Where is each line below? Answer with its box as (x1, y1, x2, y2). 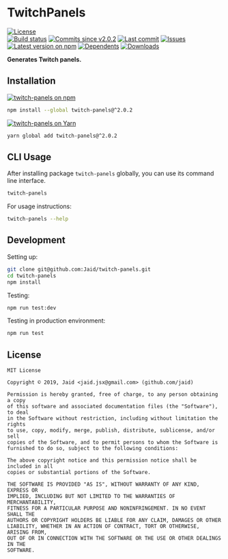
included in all (7, 463, 53, 470)
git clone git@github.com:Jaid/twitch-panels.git (7, 266, 152, 273)
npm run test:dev (7, 304, 57, 311)
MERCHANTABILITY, (7, 499, 57, 506)
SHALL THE (7, 511, 35, 518)
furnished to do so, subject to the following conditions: (7, 445, 179, 452)
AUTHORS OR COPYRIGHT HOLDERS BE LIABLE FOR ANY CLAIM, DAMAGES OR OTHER (7, 517, 222, 524)
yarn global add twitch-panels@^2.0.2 (7, 132, 117, 139)
